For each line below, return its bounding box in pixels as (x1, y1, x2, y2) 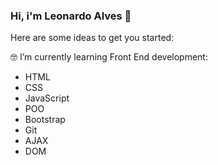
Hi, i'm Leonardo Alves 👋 (10, 9, 132, 23)
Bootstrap (24, 114, 66, 126)
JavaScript (24, 92, 70, 104)
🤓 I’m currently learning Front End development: (10, 51, 208, 63)
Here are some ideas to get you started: (10, 32, 175, 44)
